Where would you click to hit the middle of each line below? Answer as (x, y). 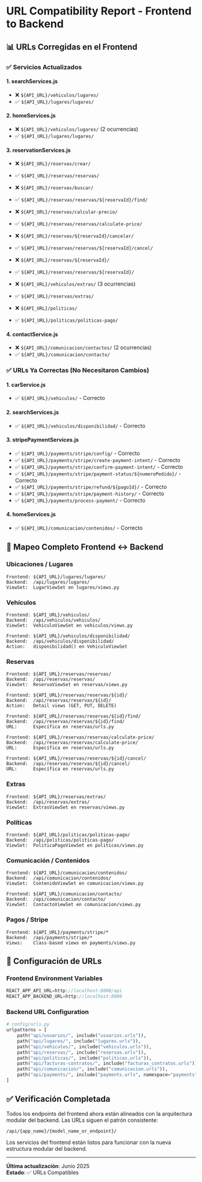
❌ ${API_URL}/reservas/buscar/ (54, 187)
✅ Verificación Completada (58, 1099)
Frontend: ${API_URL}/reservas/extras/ (56, 796)
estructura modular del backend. (47, 1148)
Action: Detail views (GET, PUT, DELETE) (62, 706)
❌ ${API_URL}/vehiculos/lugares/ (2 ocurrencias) (76, 129)
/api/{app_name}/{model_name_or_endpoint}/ (62, 1131)
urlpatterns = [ (26, 1030)
